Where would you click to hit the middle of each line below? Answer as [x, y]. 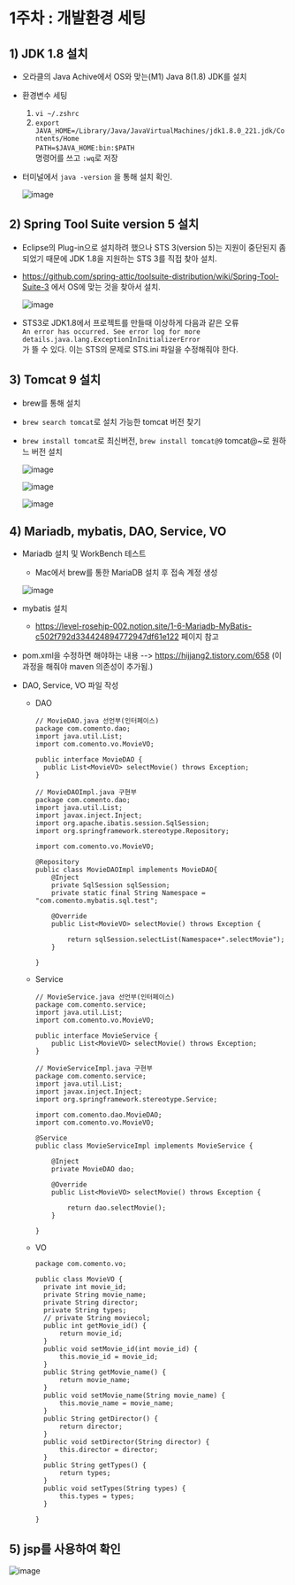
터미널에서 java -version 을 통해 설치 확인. [97, 177]
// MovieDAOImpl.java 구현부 [86, 792]
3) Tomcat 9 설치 [55, 380]
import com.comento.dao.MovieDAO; [98, 1115]
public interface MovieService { [97, 1036]
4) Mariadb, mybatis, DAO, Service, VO [118, 532]
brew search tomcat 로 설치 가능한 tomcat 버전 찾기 [111, 421]
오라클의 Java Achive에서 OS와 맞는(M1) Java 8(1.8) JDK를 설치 [134, 77]
